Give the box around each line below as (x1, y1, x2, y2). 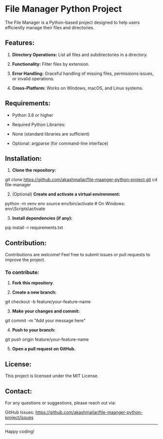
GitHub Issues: (5, 409, 35, 415)
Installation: (5, 154, 42, 162)
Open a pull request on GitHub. (12, 346, 76, 352)
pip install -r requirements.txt (5, 225, 63, 230)
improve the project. (5, 257, 46, 263)
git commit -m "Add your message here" (5, 317, 86, 324)
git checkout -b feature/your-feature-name (5, 299, 91, 305)
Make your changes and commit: (12, 308, 80, 314)
